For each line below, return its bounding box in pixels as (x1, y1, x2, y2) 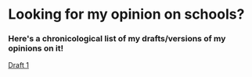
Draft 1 (8, 61, 30, 70)
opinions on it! (8, 43, 64, 54)
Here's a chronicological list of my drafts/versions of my (8, 33, 226, 44)
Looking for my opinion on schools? (8, 5, 245, 23)
